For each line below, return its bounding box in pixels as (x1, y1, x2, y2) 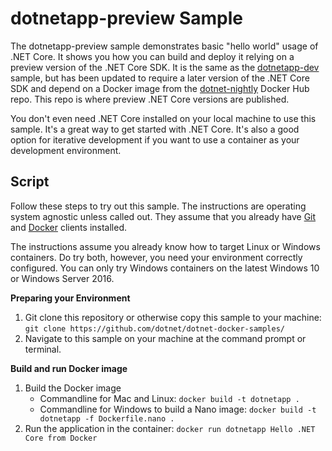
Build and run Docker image (10, 362, 128, 374)
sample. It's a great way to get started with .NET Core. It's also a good (10, 123, 300, 135)
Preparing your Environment (10, 292, 131, 304)
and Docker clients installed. (10, 221, 127, 233)
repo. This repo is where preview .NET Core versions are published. (10, 93, 290, 105)
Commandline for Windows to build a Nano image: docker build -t (39, 403, 317, 415)
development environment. (10, 144, 122, 156)
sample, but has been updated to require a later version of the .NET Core (10, 72, 310, 84)
